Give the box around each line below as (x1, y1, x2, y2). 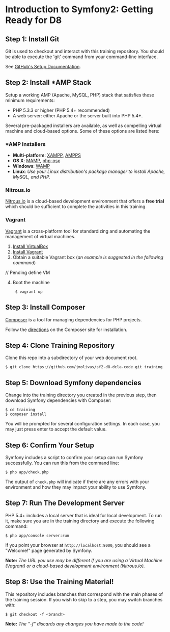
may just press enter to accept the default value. (5, 426, 107, 432)
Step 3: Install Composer (5, 303, 86, 312)
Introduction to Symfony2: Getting (5, 4, 154, 15)
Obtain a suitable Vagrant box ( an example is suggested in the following (12, 254, 164, 260)
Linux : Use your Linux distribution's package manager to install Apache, (12, 168, 165, 174)
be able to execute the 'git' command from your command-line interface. (5, 54, 158, 60)
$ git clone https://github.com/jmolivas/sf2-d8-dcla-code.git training (5, 365, 163, 370)
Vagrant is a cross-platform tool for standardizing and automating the (5, 228, 151, 234)
